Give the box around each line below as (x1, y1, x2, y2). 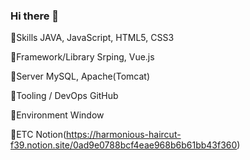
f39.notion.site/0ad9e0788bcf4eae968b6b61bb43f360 (10, 139, 238, 151)
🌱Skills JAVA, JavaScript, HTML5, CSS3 (10, 32, 175, 44)
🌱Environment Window (10, 109, 105, 121)
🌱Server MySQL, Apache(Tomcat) (10, 70, 151, 83)
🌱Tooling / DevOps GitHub (10, 90, 119, 102)
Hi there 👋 (10, 9, 60, 23)
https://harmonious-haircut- (66, 129, 182, 141)
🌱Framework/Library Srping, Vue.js (10, 51, 155, 63)
